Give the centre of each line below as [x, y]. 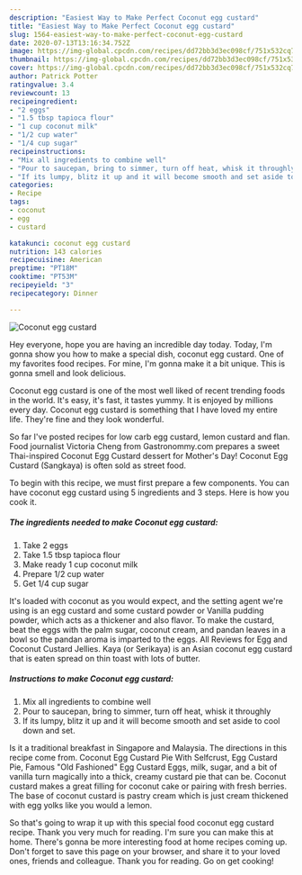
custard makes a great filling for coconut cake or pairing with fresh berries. [148, 786]
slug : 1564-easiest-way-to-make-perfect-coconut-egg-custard [126, 34]
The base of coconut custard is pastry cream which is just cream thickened [149, 795]
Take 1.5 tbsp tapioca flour [71, 555]
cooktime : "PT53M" [44, 277]
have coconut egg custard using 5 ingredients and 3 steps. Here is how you [149, 492]
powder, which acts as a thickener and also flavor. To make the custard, [142, 620]
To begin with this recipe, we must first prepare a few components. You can [150, 483]
